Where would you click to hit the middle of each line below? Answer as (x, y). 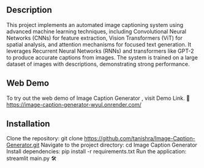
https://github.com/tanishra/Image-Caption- (140, 139)
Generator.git (23, 145)
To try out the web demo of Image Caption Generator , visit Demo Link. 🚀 (98, 98)
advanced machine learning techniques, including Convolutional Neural (96, 31)
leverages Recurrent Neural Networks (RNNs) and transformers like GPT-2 (100, 51)
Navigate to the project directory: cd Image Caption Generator (119, 145)
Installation (28, 124)
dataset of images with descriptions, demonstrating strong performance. (98, 64)
